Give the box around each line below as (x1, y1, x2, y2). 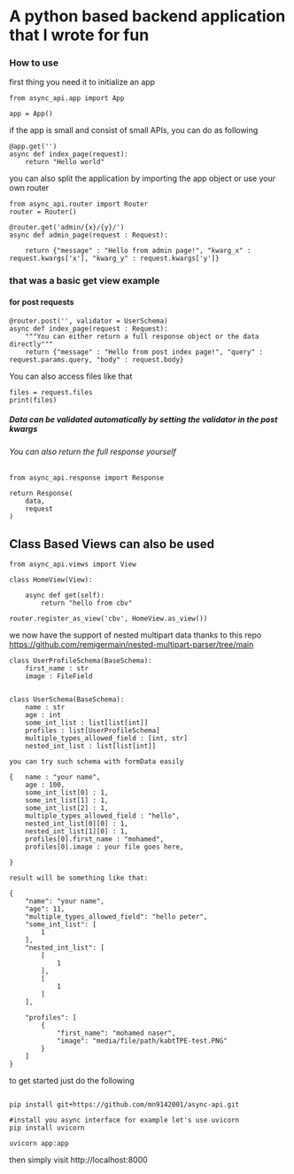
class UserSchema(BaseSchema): (9, 695, 125, 704)
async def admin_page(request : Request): (9, 231, 168, 240)
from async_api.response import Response (9, 474, 165, 482)
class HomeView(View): (9, 575, 93, 584)
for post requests (9, 297, 74, 307)
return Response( (9, 489, 73, 498)
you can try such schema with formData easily (9, 757, 184, 766)
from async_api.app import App (9, 94, 125, 103)
